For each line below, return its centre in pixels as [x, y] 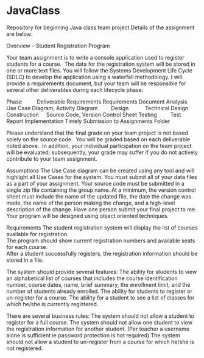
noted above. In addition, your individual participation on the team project [99, 146]
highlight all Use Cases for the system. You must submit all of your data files [102, 177]
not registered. [25, 348]
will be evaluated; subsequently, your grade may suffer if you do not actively [102, 152]
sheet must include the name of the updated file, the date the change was [99, 196]
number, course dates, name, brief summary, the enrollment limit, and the [98, 284]
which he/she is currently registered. [52, 304]
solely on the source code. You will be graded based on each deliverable [98, 139]
